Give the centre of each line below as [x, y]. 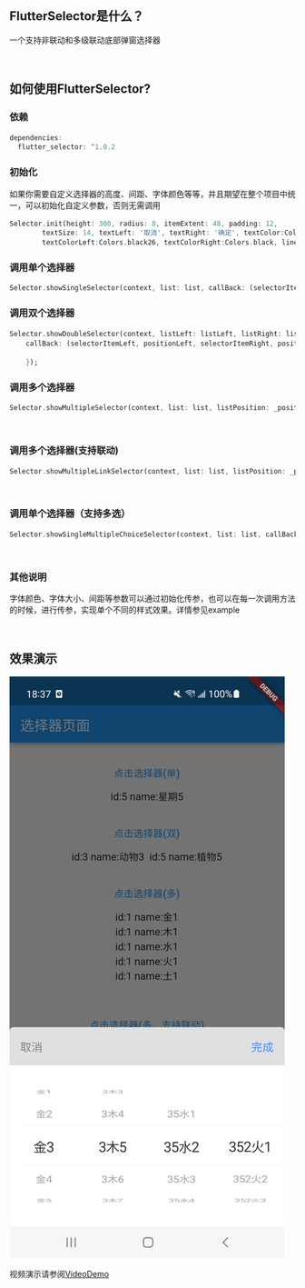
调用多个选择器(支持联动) [64, 451]
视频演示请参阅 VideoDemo [59, 1273]
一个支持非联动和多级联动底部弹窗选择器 [85, 40]
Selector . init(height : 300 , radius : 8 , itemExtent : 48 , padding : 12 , [144, 224]
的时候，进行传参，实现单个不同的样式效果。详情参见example [125, 609]
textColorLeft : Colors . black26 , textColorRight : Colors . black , [160, 243]
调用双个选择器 [42, 314]
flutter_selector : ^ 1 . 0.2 [67, 147]
